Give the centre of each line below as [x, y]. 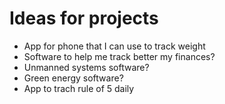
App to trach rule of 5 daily [79, 88]
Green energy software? [73, 78]
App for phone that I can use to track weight [114, 46]
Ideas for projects [84, 18]
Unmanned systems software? [86, 67]
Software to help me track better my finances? [119, 56]
